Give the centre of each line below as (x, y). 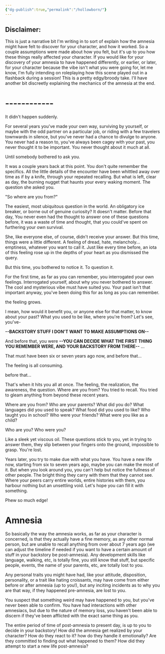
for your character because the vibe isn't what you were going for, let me (79, 67)
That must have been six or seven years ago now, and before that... (73, 356)
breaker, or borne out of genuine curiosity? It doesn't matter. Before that (78, 212)
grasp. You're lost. (24, 450)
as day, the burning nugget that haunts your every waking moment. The (78, 182)
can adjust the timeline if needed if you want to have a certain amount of (79, 550)
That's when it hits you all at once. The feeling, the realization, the (72, 385)
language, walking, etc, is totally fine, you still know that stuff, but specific (80, 560)
